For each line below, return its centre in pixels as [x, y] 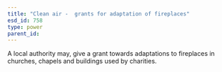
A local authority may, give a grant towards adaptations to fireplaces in [111, 54]
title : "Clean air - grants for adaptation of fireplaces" [99, 14]
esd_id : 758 [25, 20]
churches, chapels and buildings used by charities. [82, 61]
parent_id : [24, 34]
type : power [25, 27]
